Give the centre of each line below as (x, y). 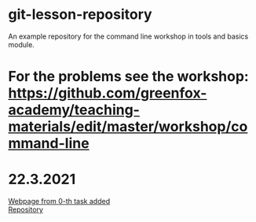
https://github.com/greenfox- (108, 93)
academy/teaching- (74, 110)
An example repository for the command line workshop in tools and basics (128, 36)
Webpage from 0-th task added (59, 202)
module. (22, 44)
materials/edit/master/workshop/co (128, 127)
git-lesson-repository (80, 15)
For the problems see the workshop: (128, 77)
